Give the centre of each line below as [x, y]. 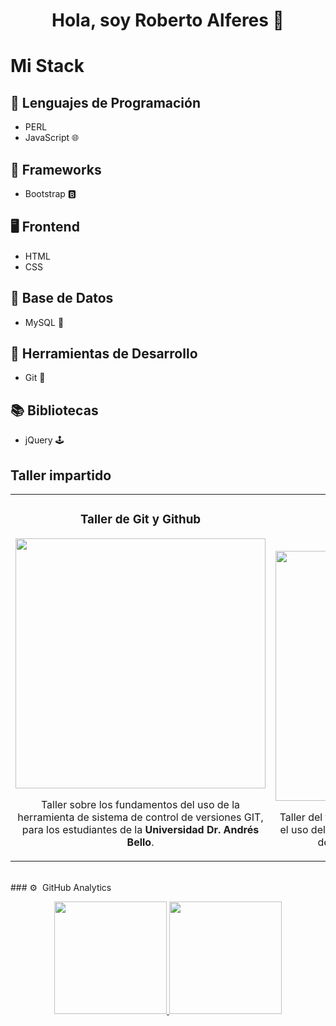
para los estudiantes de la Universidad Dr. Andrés [140, 829]
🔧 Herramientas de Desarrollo [104, 354]
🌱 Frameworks [56, 169]
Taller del [301, 817]
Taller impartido [61, 475]
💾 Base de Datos [62, 298]
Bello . [140, 842]
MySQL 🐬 [44, 322]
